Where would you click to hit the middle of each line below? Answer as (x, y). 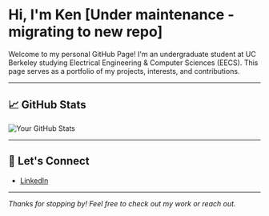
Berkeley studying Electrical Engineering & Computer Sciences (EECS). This (133, 63)
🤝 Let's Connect (49, 161)
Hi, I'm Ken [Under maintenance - (121, 15)
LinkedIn (34, 180)
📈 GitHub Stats (47, 105)
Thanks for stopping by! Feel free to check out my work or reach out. (122, 203)
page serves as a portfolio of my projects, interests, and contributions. (124, 71)
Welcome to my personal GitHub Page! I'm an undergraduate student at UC (132, 54)
